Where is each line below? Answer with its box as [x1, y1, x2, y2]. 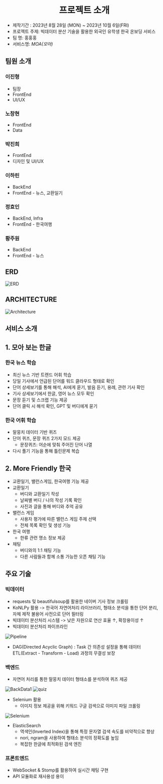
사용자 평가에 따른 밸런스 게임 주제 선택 [20, 516, 97, 522]
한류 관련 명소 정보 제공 [20, 535, 66, 541]
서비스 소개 [5, 325, 38, 333]
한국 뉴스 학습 [5, 359, 37, 366]
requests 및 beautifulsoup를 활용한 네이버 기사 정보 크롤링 [12, 598, 129, 604]
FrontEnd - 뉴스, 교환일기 [12, 190, 63, 196]
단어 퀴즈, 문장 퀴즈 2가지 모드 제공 [12, 435, 81, 441]
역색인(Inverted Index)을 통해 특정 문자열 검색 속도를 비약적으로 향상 [20, 728, 154, 734]
